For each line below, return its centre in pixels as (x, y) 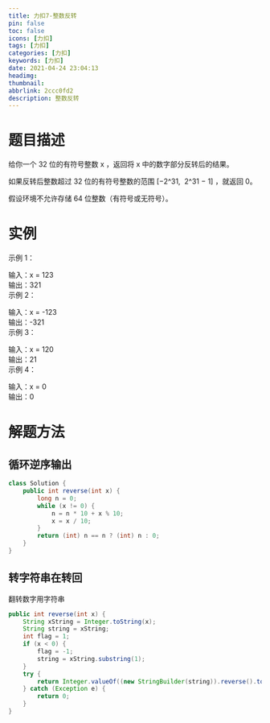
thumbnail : (27, 83)
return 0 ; (53, 696)
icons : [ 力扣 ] (31, 38)
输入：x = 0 (27, 386)
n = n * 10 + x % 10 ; (88, 513)
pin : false (27, 23)
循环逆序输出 (40, 464)
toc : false (27, 31)
